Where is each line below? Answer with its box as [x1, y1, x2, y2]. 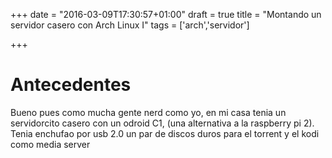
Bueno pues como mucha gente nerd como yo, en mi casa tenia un [10, 106, 287, 118]
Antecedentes [10, 74, 132, 96]
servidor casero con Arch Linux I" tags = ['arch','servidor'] [10, 19, 250, 31]
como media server [10, 138, 91, 150]
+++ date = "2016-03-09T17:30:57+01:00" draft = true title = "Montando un [10, 9, 322, 20]
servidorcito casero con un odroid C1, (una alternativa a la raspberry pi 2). [10, 117, 315, 129]
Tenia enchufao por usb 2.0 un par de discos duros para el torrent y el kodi [10, 127, 320, 139]
